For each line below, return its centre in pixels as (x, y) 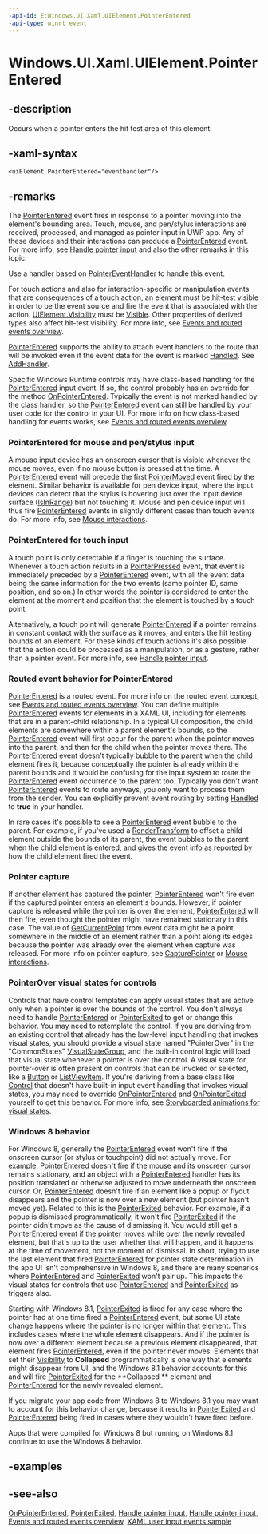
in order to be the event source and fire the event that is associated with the (133, 306)
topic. (18, 258)
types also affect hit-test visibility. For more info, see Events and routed (125, 323)
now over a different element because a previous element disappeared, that (133, 1342)
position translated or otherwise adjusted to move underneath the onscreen (132, 1182)
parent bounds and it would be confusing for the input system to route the (130, 773)
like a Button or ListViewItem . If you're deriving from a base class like (122, 1077)
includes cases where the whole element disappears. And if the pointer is (129, 1334)
